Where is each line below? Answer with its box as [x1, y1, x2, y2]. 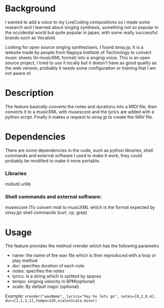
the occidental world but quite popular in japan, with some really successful [5, 29, 158, 35]
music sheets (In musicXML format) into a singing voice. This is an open [5, 54, 150, 60]
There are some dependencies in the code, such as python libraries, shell [5, 147, 153, 153]
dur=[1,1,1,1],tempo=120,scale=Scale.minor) [5, 298, 97, 304]
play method [12, 258, 38, 263]
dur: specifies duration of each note [12, 263, 85, 269]
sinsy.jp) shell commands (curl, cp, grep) [5, 210, 88, 215]
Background [5, 3, 56, 14]
